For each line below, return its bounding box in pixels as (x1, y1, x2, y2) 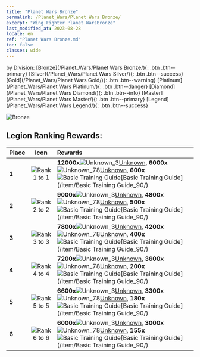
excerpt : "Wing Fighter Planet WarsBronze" (6, 20, 116, 26)
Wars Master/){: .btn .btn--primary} (58, 95, 146, 103)
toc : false (6, 42, 33, 48)
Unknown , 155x (100, 326, 145, 334)
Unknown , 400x (100, 230, 145, 238)
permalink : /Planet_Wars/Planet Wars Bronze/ (6, 14, 121, 20)
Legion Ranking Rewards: (6, 131, 103, 141)
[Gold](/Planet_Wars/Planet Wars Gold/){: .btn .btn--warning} (6, 76, 157, 83)
